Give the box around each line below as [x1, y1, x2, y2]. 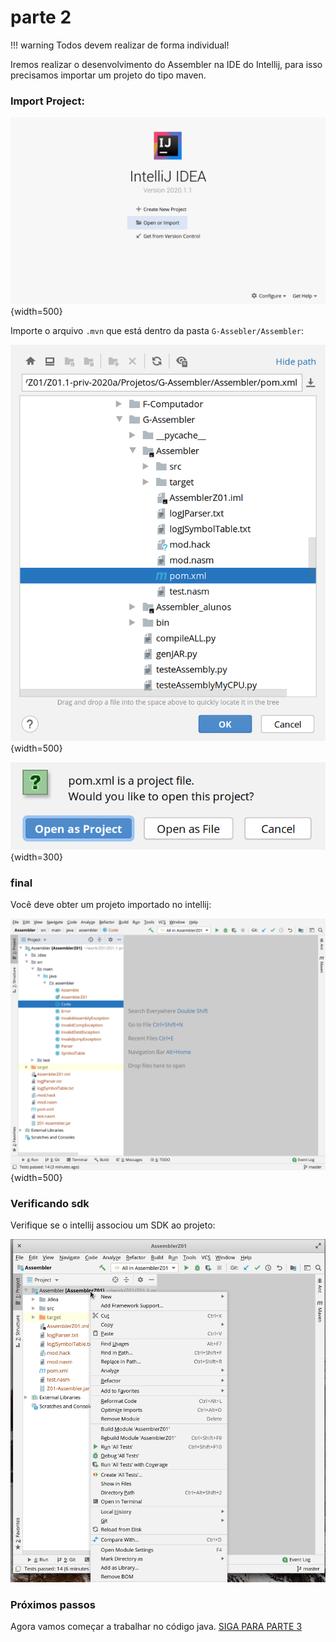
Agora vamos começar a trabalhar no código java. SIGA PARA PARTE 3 [10, 1621, 303, 1633]
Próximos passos [10, 1597, 96, 1611]
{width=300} [10, 851, 63, 863]
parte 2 [10, 6, 72, 29]
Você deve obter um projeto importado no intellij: [10, 898, 212, 910]
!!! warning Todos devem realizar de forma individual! [10, 39, 230, 51]
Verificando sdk [10, 1196, 90, 1210]
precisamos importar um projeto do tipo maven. [10, 69, 207, 81]
